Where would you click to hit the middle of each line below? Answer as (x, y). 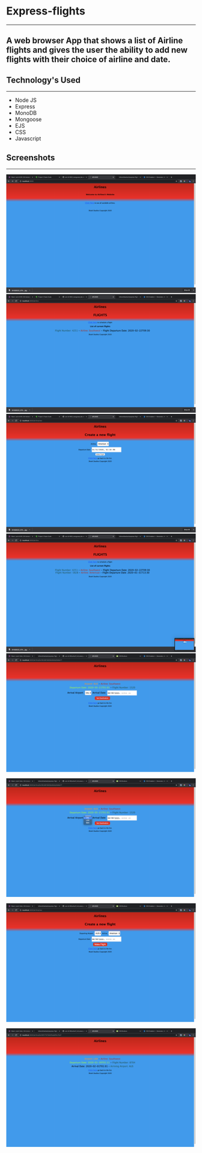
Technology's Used (44, 80)
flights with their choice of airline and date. (88, 59)
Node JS (26, 100)
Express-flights (46, 11)
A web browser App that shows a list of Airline (95, 41)
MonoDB (26, 113)
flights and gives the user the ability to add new (97, 50)
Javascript (28, 139)
